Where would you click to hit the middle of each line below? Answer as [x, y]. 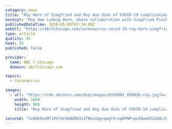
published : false [24, 48]
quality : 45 [18, 39]
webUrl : [14, 29]
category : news [21, 10]
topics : [14, 76]
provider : [16, 57]
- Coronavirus [25, 81]
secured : [15, 118]
